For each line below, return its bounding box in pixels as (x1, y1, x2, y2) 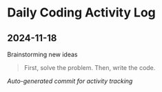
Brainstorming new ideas (7, 50, 78, 58)
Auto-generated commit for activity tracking (7, 77, 133, 85)
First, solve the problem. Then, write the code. (23, 64, 156, 71)
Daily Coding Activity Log (7, 5, 156, 21)
